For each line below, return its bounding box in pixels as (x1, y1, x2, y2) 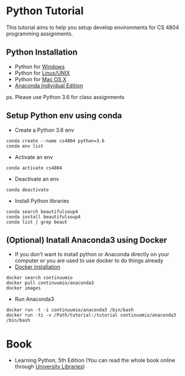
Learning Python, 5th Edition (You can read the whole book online (14, 357, 176, 364)
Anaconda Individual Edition (14, 82, 83, 89)
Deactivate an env (14, 175, 59, 182)
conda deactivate (6, 187, 49, 193)
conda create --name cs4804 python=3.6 (6, 138, 105, 144)
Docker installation (14, 263, 60, 270)
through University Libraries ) (14, 363, 85, 370)
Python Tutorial (6, 4, 84, 18)
